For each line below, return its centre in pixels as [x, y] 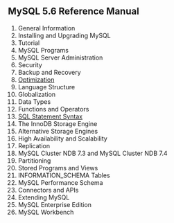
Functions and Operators [53, 109]
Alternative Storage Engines [58, 131]
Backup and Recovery [50, 72]
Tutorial [29, 43]
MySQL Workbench [46, 212]
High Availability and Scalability [63, 139]
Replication [34, 145]
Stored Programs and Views [58, 168]
